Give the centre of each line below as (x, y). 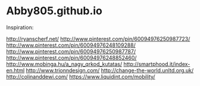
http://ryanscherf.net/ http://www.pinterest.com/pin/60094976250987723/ (98, 39)
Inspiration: (20, 27)
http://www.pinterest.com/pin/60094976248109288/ (71, 45)
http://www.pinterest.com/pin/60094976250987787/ (71, 51)
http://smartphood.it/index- (157, 64)
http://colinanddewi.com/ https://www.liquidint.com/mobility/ (81, 77)
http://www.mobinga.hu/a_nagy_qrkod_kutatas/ (64, 64)
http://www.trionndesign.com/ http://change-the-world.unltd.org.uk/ (110, 70)
